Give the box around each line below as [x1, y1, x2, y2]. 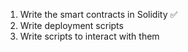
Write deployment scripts [19, 20, 124, 31]
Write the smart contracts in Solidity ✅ [19, 9, 178, 20]
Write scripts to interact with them [19, 30, 160, 42]
